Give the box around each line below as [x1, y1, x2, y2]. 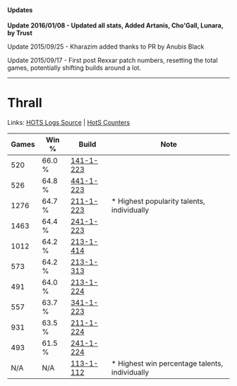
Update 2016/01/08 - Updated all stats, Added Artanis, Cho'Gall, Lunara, [7, 21, 224, 30]
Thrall [7, 95, 42, 111]
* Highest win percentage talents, [111, 358, 224, 368]
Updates [7, 6, 33, 14]
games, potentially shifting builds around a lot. [7, 64, 142, 72]
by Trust [7, 29, 33, 37]
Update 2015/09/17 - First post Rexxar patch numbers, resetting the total [7, 56, 218, 65]
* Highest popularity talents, [111, 196, 206, 206]
